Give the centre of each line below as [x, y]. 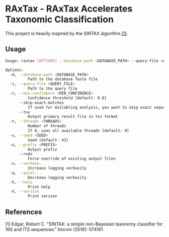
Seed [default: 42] [48, 140]
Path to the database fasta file [63, 79]
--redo [25, 154]
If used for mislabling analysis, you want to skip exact [90, 107]
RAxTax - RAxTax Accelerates [69, 9]
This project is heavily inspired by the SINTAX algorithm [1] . [67, 33]
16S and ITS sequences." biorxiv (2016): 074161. [55, 229]
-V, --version [24, 192]
